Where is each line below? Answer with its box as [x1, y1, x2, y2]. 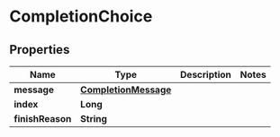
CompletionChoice [9, 6, 153, 27]
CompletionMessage [80, 83, 172, 96]
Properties [9, 42, 70, 57]
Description [179, 69, 231, 81]
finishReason [14, 113, 72, 124]
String [80, 113, 108, 124]
